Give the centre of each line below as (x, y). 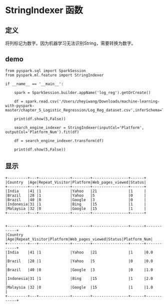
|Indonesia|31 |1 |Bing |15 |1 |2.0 (79, 278)
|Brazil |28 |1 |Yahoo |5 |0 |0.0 (79, 261)
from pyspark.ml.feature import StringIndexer (54, 75)
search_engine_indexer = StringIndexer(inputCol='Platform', (79, 127)
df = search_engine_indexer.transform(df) (59, 140)
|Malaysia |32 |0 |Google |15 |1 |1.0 (79, 287)
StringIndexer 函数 (44, 10)
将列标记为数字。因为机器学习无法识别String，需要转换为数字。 (70, 43)
